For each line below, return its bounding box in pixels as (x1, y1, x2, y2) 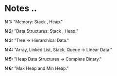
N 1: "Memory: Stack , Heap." (4, 19, 63, 25)
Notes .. (4, 3, 37, 14)
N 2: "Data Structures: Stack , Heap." (4, 28, 79, 34)
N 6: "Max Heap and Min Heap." (4, 65, 69, 71)
